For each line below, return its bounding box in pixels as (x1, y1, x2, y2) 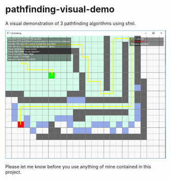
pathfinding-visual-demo (5, 4, 115, 15)
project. (5, 169, 22, 175)
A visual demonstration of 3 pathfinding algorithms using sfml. (5, 20, 136, 26)
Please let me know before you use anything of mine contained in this (5, 163, 152, 169)
